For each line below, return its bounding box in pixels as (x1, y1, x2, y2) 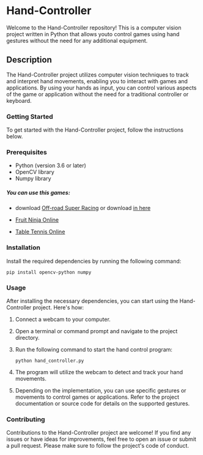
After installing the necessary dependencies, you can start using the (6, 297, 179, 304)
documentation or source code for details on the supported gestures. (15, 399, 190, 407)
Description (6, 55, 52, 65)
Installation (6, 243, 41, 252)
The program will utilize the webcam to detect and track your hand (15, 368, 183, 375)
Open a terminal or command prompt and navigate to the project (15, 327, 178, 334)
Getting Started (6, 112, 53, 121)
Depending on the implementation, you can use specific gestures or (15, 386, 186, 394)
